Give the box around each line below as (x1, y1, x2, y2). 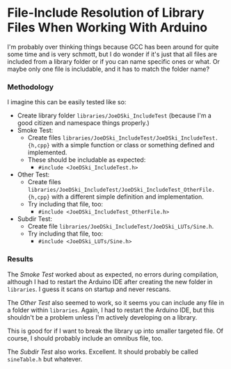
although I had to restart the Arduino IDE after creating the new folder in (7, 277, 213, 286)
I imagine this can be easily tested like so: (7, 98, 127, 106)
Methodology (7, 82, 54, 92)
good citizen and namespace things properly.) (17, 119, 150, 127)
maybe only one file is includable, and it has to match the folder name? (7, 65, 210, 73)
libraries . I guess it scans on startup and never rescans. (7, 285, 172, 293)
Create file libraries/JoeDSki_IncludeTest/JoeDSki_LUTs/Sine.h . (27, 222, 214, 231)
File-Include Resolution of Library (7, 5, 205, 21)
